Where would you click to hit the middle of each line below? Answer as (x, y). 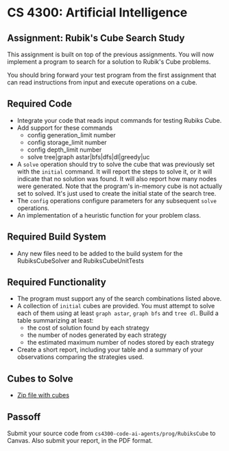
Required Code (39, 104)
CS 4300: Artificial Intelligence (97, 13)
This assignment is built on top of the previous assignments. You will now (111, 54)
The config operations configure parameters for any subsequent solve (117, 200)
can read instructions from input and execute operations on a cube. (102, 82)
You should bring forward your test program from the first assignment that (112, 75)
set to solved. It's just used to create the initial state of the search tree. (117, 193)
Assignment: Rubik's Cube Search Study (96, 38)
